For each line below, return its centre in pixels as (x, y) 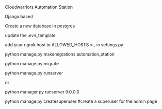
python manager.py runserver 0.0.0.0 (42, 92)
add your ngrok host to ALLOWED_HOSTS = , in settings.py (64, 45)
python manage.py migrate (32, 64)
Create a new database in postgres (40, 26)
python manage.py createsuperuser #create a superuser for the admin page (81, 101)
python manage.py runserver (34, 73)
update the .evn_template (30, 35)
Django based (19, 16)
